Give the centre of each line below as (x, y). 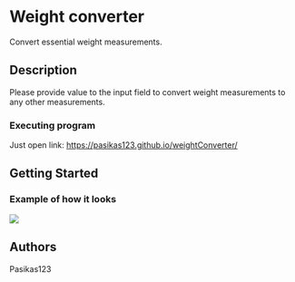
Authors (33, 247)
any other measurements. (58, 102)
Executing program (53, 125)
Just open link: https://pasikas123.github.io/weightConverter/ (123, 145)
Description (43, 70)
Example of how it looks (63, 199)
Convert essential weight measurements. (86, 42)
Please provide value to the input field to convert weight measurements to (147, 92)
